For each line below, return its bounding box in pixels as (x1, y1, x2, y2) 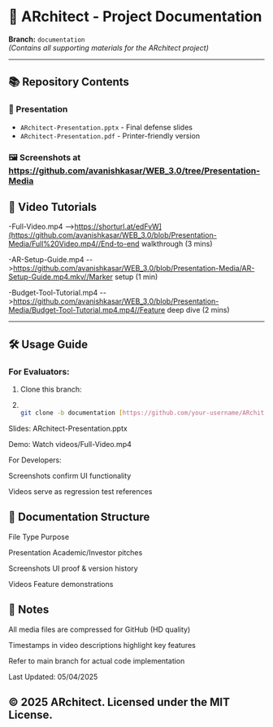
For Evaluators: (8, 366, 71, 377)
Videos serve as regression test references (8, 486, 153, 496)
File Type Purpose (8, 532, 70, 541)
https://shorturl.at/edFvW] (74, 221, 162, 231)
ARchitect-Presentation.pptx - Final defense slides (19, 122, 193, 132)
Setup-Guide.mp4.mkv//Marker (8, 272, 114, 282)
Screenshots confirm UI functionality (8, 471, 132, 480)
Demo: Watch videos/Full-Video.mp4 (8, 439, 132, 449)
